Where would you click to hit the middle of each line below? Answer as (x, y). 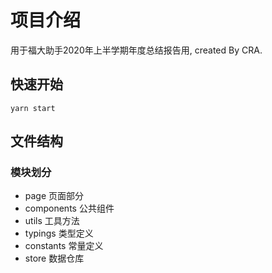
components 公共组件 (69, 208)
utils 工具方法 (52, 221)
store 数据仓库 (54, 258)
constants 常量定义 (64, 246)
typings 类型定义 (59, 233)
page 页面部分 (54, 196)
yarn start (33, 108)
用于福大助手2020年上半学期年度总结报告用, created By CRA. (136, 50)
